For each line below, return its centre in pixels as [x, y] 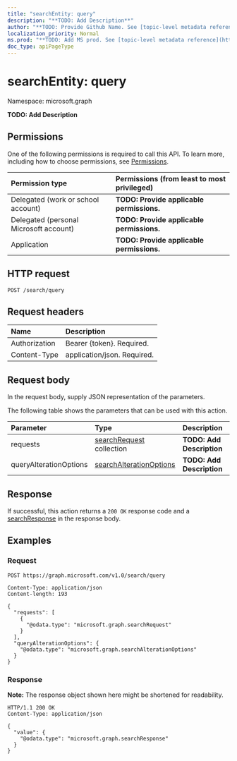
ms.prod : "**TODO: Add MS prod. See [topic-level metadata [96, 40]
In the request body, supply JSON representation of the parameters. [106, 397]
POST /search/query [36, 290]
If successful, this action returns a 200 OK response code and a [99, 511]
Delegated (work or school [55, 200]
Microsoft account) [43, 229]
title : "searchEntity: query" [52, 14]
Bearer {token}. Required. [107, 343]
